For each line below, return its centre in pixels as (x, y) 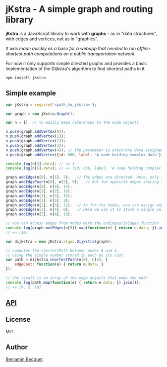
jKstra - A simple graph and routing (79, 9)
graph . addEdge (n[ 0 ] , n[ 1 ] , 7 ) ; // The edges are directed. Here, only (82, 178)
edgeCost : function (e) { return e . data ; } (59, 265)
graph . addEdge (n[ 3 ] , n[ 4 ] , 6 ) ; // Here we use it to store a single (80, 210)
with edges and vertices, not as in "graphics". (52, 39)
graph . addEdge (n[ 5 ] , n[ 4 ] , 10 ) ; (39, 214)
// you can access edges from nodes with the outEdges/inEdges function (82, 223)
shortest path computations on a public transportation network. (71, 54)
